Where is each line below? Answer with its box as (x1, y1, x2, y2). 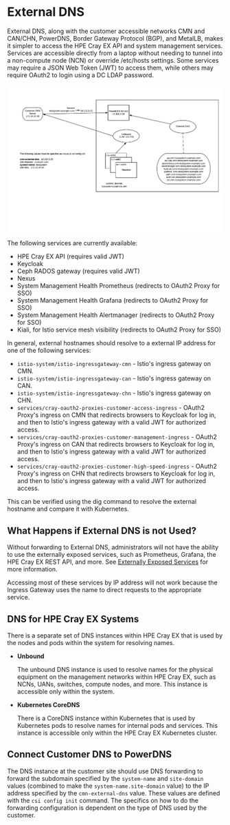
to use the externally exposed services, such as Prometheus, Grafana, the (7, 551, 216, 559)
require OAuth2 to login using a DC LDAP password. (7, 70, 154, 79)
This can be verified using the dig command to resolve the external (7, 498, 197, 506)
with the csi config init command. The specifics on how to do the (7, 796, 199, 804)
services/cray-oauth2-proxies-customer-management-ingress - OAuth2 (16, 433, 218, 441)
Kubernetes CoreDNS (16, 700, 80, 709)
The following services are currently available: (7, 239, 138, 247)
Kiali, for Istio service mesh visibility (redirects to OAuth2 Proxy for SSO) (16, 325, 222, 334)
